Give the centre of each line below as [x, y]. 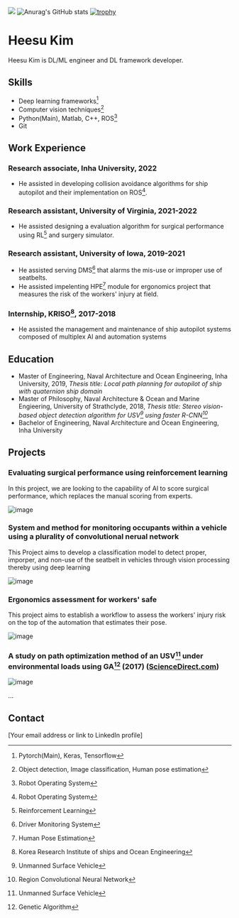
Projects [27, 453]
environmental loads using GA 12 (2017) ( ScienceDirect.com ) [113, 666]
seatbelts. [33, 278]
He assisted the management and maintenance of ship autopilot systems [124, 329]
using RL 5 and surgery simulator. [66, 234]
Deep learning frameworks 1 [58, 100]
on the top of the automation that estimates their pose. [88, 623]
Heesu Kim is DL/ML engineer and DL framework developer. [96, 60]
